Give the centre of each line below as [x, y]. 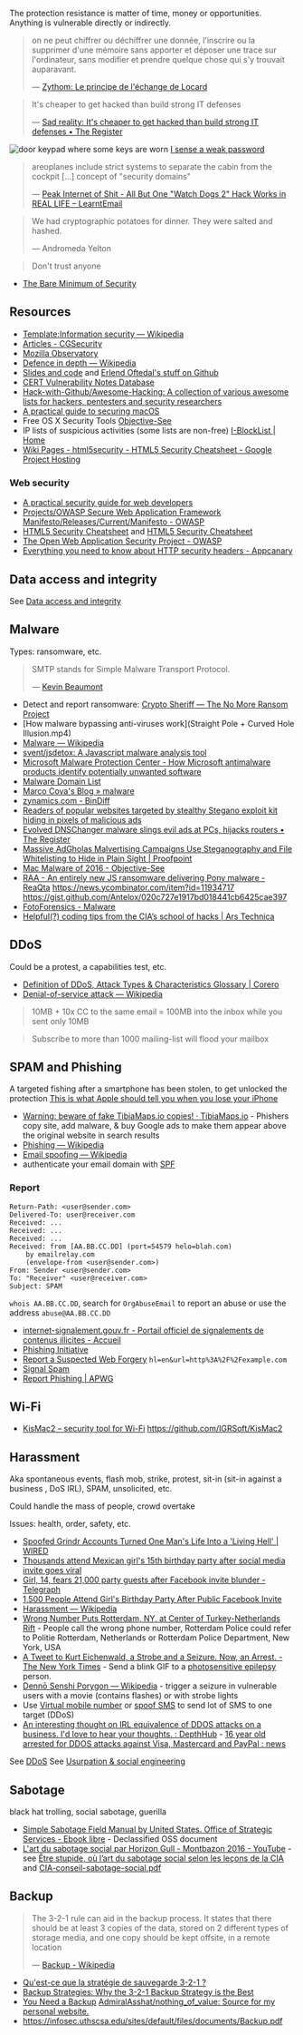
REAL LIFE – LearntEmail [77, 204]
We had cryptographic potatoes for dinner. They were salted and [152, 221]
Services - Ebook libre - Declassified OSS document [120, 1839]
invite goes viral [52, 1570]
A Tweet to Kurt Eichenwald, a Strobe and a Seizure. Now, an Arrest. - [152, 1657]
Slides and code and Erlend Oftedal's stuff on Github [120, 372]
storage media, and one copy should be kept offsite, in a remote [151, 1937]
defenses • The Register [77, 132]
